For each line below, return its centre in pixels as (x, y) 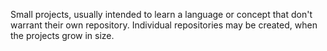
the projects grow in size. (62, 35)
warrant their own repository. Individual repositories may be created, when (164, 25)
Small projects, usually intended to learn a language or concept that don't (161, 14)
